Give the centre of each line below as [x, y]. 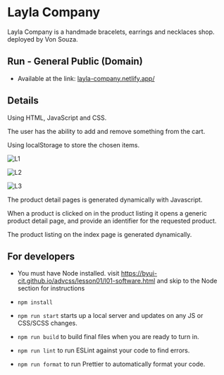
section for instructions [51, 288]
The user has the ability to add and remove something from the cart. [106, 131]
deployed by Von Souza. [43, 39]
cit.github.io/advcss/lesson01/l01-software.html [86, 281]
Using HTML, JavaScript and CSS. [57, 118]
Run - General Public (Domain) [75, 62]
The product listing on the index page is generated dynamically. [100, 234]
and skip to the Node [187, 281]
